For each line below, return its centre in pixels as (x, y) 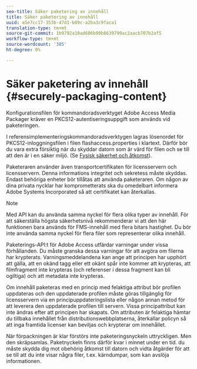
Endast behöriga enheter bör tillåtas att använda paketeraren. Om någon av (97, 179)
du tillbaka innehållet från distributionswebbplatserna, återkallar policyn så (96, 318)
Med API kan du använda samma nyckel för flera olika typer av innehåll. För (97, 214)
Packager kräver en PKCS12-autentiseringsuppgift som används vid (88, 119)
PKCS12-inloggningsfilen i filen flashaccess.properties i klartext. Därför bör (97, 143)
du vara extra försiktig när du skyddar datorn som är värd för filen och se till (98, 149)
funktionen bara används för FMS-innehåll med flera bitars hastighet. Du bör (98, 227)
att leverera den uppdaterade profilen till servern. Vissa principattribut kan (96, 306)
